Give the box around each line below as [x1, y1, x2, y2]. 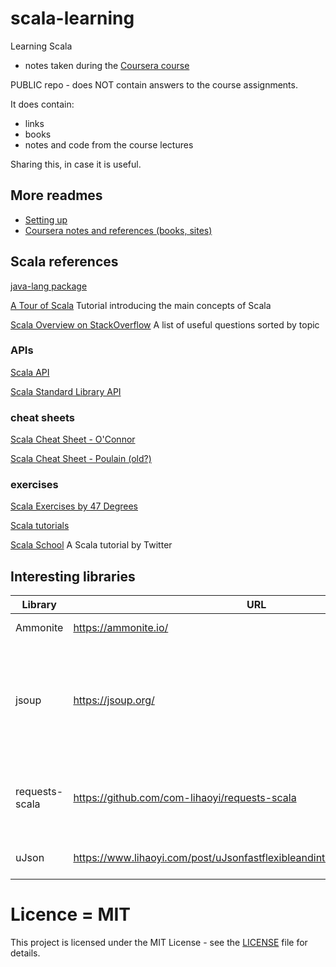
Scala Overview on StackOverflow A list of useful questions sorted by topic [10, 318, 320, 331]
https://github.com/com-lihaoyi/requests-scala [73, 791, 297, 805]
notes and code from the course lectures [24, 138, 194, 151]
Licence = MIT [10, 903, 132, 926]
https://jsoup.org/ [73, 693, 155, 707]
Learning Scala [10, 40, 73, 52]
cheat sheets [10, 410, 75, 424]
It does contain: [10, 98, 75, 110]
